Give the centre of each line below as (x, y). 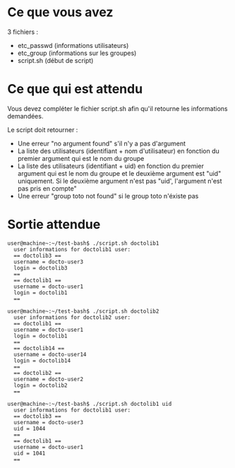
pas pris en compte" (47, 188)
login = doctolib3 (41, 268)
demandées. (25, 116)
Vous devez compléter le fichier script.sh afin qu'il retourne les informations (117, 108)
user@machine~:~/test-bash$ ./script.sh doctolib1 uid (90, 404)
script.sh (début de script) (55, 60)
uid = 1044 (30, 428)
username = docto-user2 (48, 379)
